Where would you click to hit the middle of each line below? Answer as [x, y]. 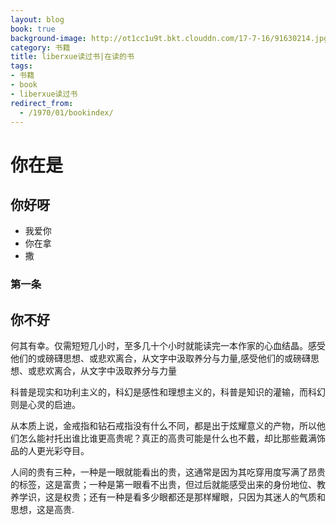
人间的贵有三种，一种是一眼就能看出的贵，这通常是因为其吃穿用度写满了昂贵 [168, 472]
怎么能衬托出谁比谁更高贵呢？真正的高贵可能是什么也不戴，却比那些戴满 [167, 438]
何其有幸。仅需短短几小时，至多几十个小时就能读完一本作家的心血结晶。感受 [168, 346]
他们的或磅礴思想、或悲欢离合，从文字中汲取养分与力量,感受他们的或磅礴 [161, 358]
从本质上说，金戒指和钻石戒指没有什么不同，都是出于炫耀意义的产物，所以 [163, 426]
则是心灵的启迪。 [45, 405]
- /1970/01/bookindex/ [66, 112]
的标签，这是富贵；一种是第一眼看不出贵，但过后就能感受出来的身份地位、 [163, 485]
